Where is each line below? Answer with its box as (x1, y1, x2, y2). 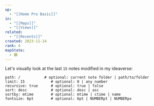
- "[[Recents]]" (9, 35, 42, 39)
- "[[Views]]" (9, 25, 38, 30)
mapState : (5, 48, 25, 53)
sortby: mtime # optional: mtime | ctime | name (5, 92, 121, 97)
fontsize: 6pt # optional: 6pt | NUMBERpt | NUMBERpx (5, 96, 132, 101)
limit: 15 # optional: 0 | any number (5, 79, 108, 84)
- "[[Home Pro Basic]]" (9, 12, 58, 17)
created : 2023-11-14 (5, 39, 47, 44)
